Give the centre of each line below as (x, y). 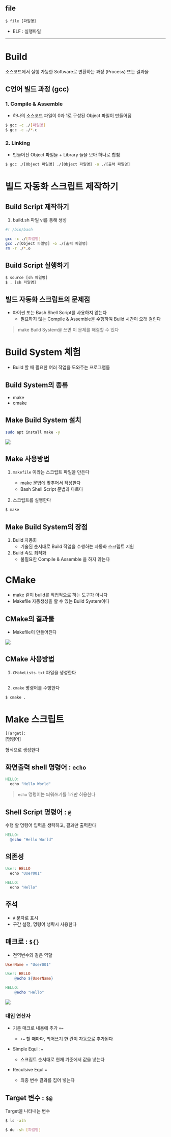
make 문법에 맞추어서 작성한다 (50, 483)
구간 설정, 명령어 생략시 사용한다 (45, 924)
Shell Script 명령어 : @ (38, 812)
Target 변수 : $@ (29, 1098)
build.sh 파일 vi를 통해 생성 (40, 220)
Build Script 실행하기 (37, 266)
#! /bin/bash (19, 230)
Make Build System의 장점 (46, 527)
